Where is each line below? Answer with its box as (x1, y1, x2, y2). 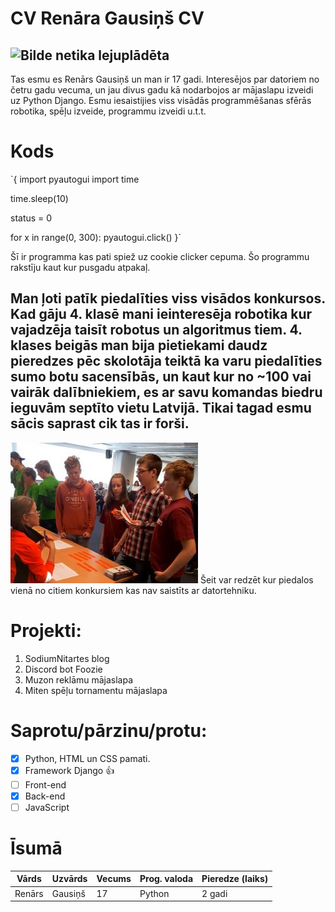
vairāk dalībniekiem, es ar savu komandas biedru (10, 384, 323, 401)
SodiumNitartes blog (24, 652, 110, 664)
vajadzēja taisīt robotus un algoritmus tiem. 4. (10, 322, 303, 339)
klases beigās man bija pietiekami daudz (10, 337, 268, 354)
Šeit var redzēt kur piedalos (199, 573, 314, 586)
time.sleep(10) (10, 192, 69, 204)
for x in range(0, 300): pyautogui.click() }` (10, 231, 182, 243)
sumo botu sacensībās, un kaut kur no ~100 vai (10, 368, 312, 386)
